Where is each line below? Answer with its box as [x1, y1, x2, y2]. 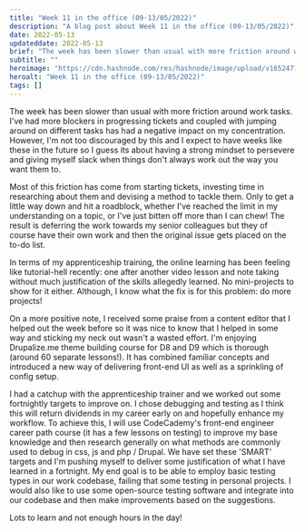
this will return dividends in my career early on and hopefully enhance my [9, 408, 284, 419]
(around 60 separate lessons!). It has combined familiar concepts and [9, 351, 270, 362]
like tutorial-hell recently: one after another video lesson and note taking [9, 266, 280, 277]
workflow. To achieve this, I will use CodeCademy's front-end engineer [9, 417, 275, 428]
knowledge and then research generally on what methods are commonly [9, 437, 281, 448]
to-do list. [9, 239, 45, 250]
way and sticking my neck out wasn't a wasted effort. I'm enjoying [9, 332, 257, 343]
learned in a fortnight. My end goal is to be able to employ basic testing [9, 465, 276, 477]
